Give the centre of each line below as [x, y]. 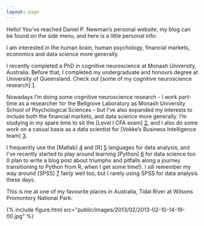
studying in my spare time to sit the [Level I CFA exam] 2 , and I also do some [102, 123]
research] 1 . [21, 85]
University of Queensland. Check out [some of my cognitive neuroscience [99, 78]
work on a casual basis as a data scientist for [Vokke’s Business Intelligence [101, 129]
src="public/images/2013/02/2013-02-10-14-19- [125, 210]
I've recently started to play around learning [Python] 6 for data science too [101, 154]
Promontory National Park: [40, 197]
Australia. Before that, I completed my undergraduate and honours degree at [102, 72]
